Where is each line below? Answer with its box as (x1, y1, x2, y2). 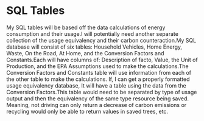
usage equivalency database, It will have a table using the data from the (6, 81, 187, 89)
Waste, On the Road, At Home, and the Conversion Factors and (6, 49, 164, 57)
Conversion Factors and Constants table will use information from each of (6, 69, 192, 76)
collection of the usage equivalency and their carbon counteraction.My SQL (6, 36, 197, 44)
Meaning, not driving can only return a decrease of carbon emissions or (6, 101, 187, 108)
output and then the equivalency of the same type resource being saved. (6, 95, 189, 102)
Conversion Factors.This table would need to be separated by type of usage (6, 88, 197, 95)
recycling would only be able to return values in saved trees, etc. (6, 108, 169, 115)
